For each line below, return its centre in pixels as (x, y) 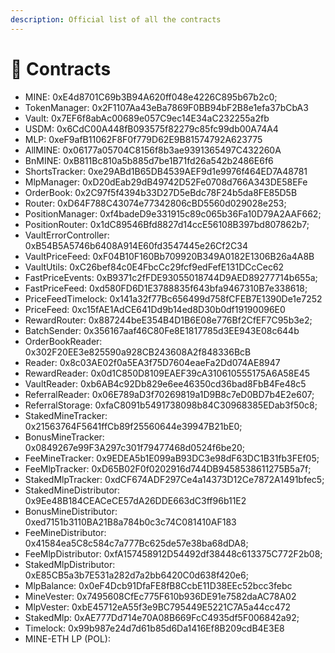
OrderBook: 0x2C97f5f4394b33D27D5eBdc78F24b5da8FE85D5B (161, 192)
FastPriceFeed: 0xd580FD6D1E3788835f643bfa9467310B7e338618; (166, 288)
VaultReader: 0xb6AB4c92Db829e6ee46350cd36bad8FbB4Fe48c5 (165, 383)
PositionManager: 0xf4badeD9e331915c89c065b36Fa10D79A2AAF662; (173, 213)
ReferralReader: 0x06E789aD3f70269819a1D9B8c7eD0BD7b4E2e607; (169, 394)
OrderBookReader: (63, 341)
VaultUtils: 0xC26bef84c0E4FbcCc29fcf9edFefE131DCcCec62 (154, 267)
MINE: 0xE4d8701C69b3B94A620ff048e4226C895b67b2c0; (151, 97)
